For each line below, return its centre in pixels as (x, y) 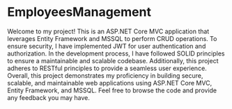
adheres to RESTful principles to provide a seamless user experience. (107, 68)
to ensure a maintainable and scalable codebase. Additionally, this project (113, 60)
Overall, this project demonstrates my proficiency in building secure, (105, 75)
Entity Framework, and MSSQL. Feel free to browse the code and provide (112, 90)
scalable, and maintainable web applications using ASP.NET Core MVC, (110, 83)
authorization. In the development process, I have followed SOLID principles (116, 53)
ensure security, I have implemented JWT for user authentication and (107, 46)
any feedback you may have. (49, 97)
